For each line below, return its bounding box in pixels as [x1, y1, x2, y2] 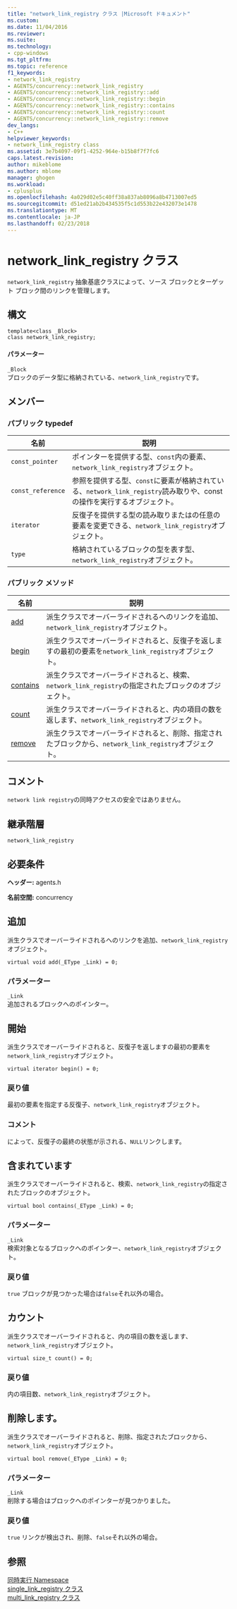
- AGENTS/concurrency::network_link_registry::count [7, 109, 166, 116]
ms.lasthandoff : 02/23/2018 [7, 220, 90, 227]
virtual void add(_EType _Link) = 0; [7, 958, 119, 966]
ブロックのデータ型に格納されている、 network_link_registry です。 [7, 373, 203, 381]
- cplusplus [7, 188, 42, 195]
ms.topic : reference [7, 63, 68, 70]
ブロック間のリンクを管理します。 [15, 286, 114, 295]
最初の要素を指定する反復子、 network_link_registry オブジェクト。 [7, 1101, 204, 1109]
